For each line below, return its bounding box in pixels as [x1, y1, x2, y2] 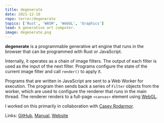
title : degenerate [5, 7, 43, 12]
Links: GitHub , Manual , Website [5, 113, 69, 118]
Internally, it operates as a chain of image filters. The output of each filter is [5, 58, 157, 64]
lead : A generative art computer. [5, 25, 76, 30]
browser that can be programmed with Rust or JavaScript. [5, 49, 122, 54]
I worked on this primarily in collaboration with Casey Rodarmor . [5, 103, 134, 109]
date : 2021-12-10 [5, 12, 41, 17]
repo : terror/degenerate [5, 16, 56, 21]
